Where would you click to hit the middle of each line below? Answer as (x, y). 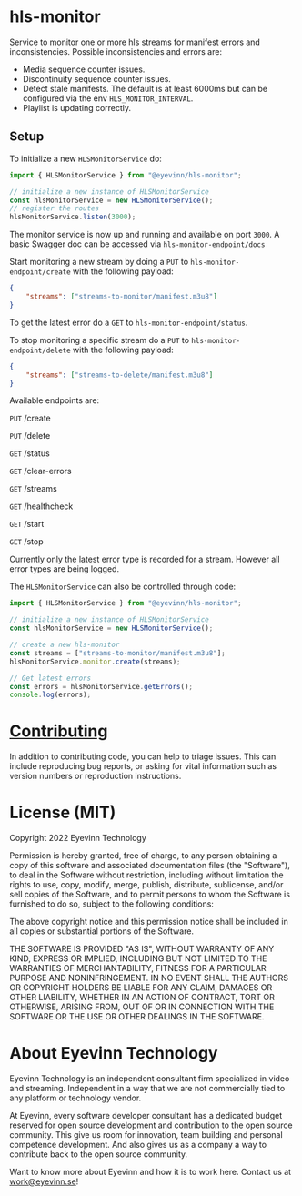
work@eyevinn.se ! (44, 1181)
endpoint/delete (40, 350)
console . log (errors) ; (50, 695)
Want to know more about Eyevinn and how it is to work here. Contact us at (151, 1172)
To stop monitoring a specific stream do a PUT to (99, 340)
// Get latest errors (50, 678)
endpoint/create (40, 272)
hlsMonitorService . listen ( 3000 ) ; (73, 217)
